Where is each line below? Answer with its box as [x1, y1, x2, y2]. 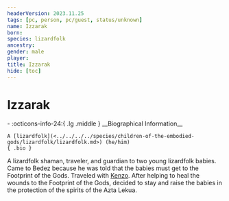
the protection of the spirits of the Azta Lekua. [7, 186, 137, 194]
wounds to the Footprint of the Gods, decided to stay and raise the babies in [7, 179, 223, 187]
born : [7, 29, 23, 36]
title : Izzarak [7, 61, 51, 68]
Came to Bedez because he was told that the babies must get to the [7, 164, 199, 172]
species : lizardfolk [7, 36, 67, 43]
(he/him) [105, 139, 130, 146]
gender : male [7, 49, 45, 56]
